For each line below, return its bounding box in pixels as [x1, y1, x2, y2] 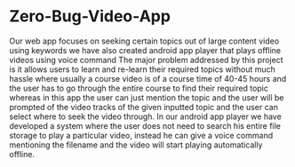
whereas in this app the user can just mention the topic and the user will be [9, 91, 284, 103]
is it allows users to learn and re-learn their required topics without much [9, 64, 275, 75]
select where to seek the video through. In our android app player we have [9, 111, 282, 122]
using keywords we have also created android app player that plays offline [9, 44, 282, 55]
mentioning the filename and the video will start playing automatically [9, 139, 263, 150]
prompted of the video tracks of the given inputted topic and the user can [9, 101, 278, 112]
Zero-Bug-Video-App [9, 6, 171, 27]
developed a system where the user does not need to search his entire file [9, 120, 282, 131]
